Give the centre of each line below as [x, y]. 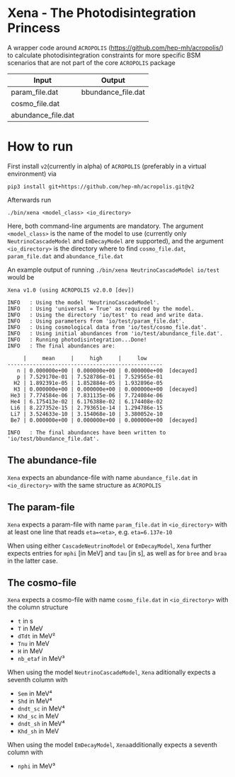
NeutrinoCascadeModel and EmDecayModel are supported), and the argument [116, 241]
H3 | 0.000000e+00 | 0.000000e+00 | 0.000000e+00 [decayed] [106, 389]
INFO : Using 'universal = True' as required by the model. [101, 309]
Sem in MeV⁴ [35, 693]
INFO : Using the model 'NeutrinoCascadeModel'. [84, 302]
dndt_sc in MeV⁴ [41, 708]
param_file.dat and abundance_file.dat [65, 255]
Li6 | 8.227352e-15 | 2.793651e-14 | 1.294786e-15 [86, 408]
